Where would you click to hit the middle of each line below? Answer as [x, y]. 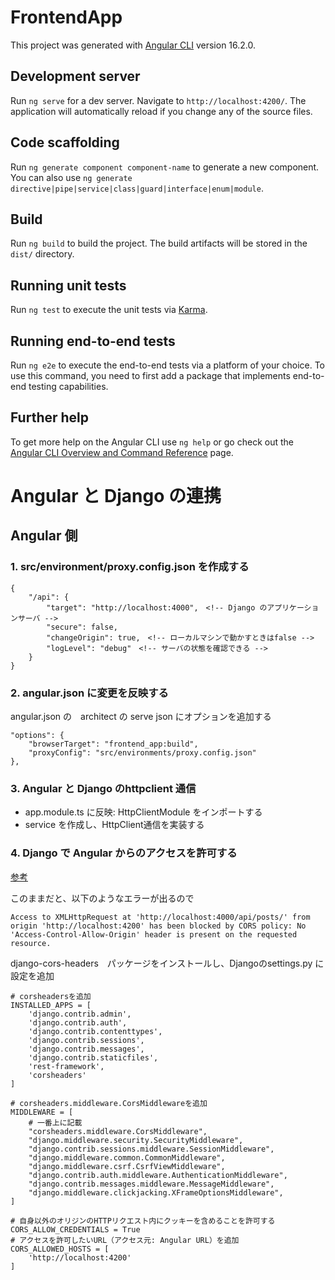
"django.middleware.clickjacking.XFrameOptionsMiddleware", [156, 1192]
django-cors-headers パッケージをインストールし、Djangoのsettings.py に [167, 963]
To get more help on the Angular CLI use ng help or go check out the [152, 442]
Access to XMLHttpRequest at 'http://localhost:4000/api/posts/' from [160, 917]
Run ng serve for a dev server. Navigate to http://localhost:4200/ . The [158, 100]
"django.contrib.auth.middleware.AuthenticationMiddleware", [158, 1175]
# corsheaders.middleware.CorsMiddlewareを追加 [109, 1103]
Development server [75, 76]
